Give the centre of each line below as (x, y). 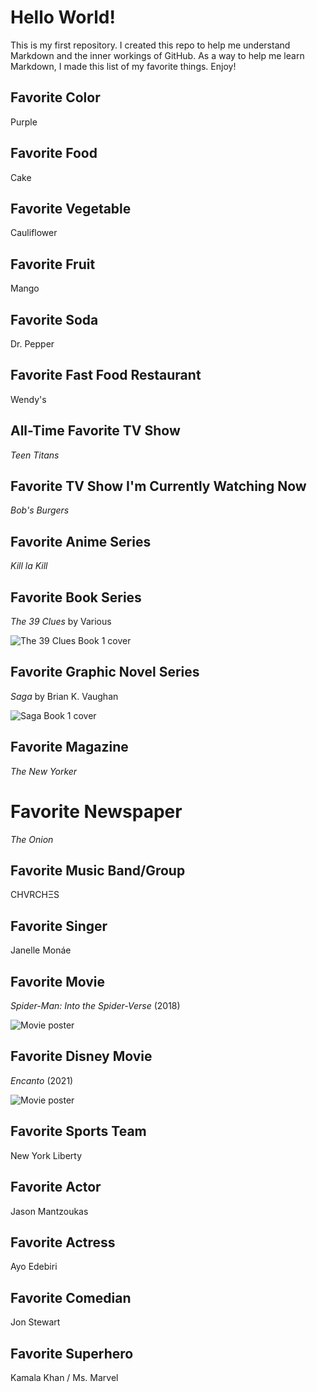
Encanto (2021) (42, 1080)
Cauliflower (34, 233)
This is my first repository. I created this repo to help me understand (150, 45)
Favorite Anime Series (81, 541)
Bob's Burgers (40, 510)
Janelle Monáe (41, 950)
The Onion (32, 839)
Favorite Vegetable (71, 208)
